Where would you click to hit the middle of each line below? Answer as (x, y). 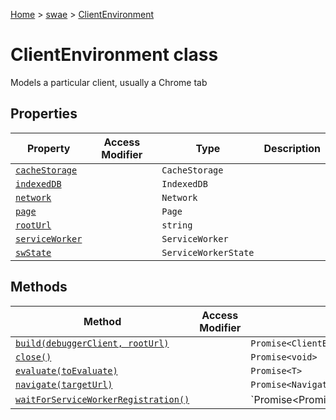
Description (292, 148)
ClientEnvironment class (114, 55)
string (177, 225)
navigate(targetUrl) (64, 384)
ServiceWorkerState (208, 252)
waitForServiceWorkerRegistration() (102, 399)
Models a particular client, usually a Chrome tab (109, 82)
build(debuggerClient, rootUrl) (92, 343)
